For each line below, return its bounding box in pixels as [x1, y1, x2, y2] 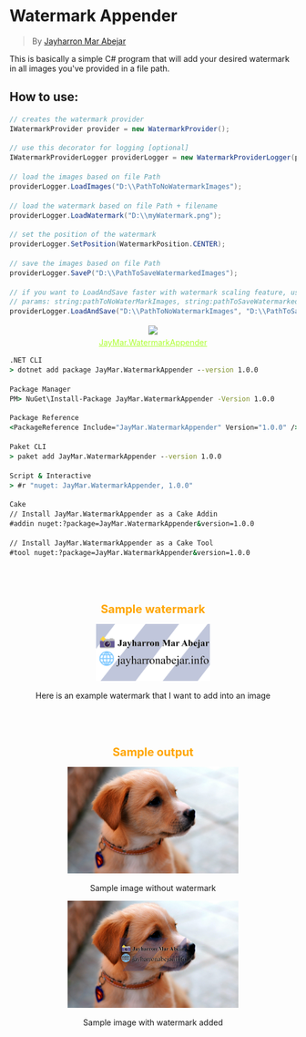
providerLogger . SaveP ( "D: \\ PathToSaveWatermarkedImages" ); [9, 268, 239, 278]
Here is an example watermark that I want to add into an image [35, 690, 271, 701]
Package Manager [9, 385, 71, 394]
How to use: [9, 89, 79, 105]
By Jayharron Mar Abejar [31, 36, 127, 46]
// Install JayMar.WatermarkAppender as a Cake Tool [9, 539, 214, 548]
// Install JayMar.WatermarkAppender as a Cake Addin [9, 509, 219, 519]
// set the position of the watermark [9, 230, 157, 240]
